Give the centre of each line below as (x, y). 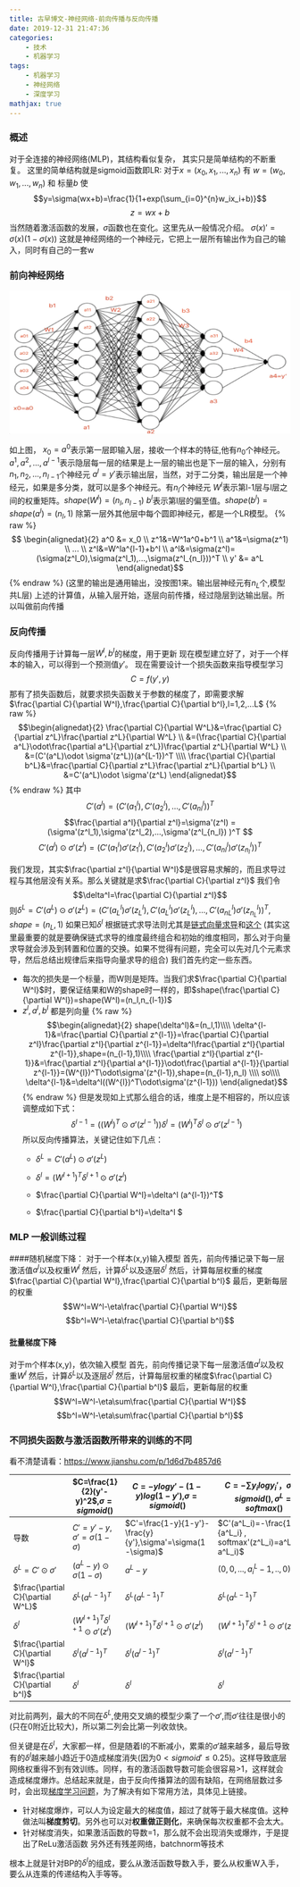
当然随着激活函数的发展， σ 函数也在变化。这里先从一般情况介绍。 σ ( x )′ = (142, 228)
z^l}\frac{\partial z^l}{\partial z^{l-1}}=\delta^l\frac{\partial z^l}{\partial (157, 1044)
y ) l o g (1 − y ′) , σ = (167, 1496)
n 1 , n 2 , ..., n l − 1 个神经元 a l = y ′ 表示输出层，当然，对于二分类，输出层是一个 (144, 474)
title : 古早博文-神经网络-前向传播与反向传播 (84, 19)
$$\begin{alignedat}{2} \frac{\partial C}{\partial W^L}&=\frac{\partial (144, 727)
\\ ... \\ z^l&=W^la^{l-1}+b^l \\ (116, 549)
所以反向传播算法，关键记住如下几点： (92, 1140)
